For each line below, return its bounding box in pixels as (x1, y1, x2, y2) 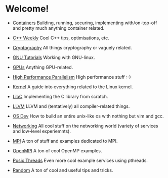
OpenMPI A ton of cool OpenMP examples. (12, 147, 102, 154)
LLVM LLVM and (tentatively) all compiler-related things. (12, 103, 130, 109)
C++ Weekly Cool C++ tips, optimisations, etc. (12, 35, 110, 41)
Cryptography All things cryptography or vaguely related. (12, 44, 132, 50)
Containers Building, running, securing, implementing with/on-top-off (12, 20, 157, 26)
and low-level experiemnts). (12, 128, 71, 134)
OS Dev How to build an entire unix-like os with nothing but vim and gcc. (12, 113, 164, 119)
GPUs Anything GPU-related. (12, 64, 73, 70)
